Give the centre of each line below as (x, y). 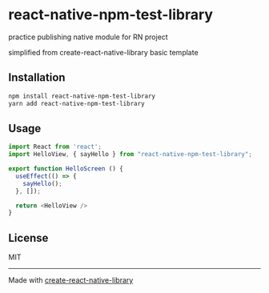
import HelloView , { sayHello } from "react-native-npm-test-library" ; (130, 155)
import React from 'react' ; (55, 147)
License (28, 238)
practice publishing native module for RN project (88, 37)
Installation (37, 78)
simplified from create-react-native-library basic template (103, 52)
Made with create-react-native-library (71, 280)
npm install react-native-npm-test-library (82, 96)
